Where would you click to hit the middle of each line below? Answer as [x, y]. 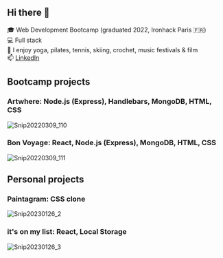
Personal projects [46, 180]
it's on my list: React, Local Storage [67, 232]
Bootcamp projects [49, 82]
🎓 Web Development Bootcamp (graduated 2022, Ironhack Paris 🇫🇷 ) [107, 30]
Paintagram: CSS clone [46, 199]
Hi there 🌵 [28, 13]
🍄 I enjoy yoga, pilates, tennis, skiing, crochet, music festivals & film [103, 50]
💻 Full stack [25, 40]
